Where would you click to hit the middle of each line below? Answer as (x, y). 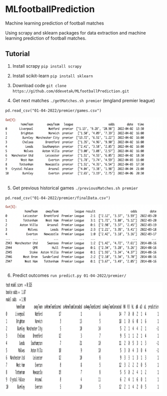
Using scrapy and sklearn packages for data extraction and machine (75, 33)
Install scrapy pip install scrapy (47, 66)
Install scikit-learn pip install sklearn (53, 76)
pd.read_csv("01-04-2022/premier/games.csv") (53, 111)
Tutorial (17, 54)
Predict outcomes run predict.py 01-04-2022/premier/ (69, 275)
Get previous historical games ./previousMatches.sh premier (75, 188)
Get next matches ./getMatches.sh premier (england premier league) (83, 100)
